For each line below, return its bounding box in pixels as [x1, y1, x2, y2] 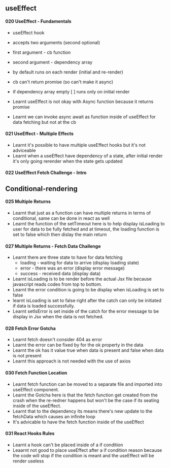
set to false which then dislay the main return [12, 231, 107, 238]
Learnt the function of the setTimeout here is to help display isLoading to [12, 220, 165, 226]
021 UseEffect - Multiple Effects [5, 130, 74, 137]
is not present [12, 353, 42, 359]
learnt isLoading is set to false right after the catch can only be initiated [12, 297, 161, 304]
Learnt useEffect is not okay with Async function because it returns [12, 98, 154, 105]
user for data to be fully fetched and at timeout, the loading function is [12, 226, 160, 232]
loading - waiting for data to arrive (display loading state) [20, 260, 140, 266]
